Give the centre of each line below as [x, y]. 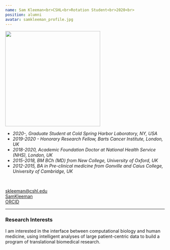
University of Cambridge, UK [43, 171]
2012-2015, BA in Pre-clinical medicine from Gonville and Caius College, [88, 166]
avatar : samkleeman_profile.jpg [39, 19]
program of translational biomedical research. [53, 241]
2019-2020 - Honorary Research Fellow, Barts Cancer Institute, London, [88, 139]
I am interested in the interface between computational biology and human [83, 231]
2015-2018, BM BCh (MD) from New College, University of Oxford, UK [85, 161]
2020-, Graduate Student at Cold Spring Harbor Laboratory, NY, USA [85, 134]
